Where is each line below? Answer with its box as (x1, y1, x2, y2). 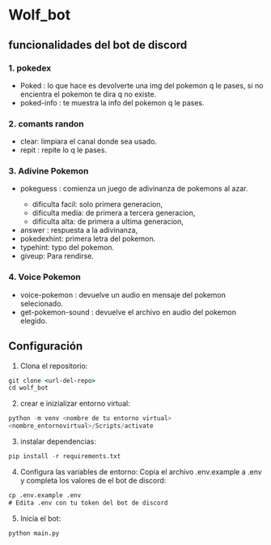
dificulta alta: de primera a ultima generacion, (32, 217, 184, 226)
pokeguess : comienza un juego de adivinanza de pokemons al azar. (19, 184, 248, 194)
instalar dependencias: (19, 436, 97, 447)
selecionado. (19, 298, 63, 308)
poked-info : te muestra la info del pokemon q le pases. (19, 97, 205, 107)
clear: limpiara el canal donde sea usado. (19, 136, 158, 147)
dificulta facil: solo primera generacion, (32, 200, 163, 209)
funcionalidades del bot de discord (8, 38, 188, 52)
